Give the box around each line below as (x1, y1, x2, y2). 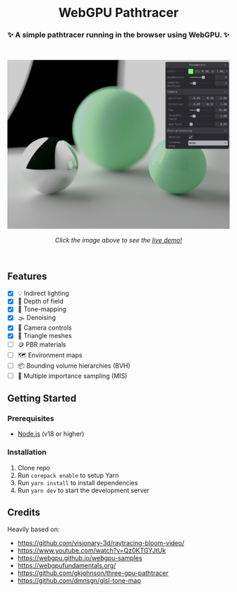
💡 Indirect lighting (17, 289, 69, 298)
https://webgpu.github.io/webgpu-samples (17, 554, 142, 562)
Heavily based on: (7, 525, 60, 534)
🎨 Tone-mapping (17, 305, 67, 313)
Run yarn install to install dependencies (17, 478, 138, 487)
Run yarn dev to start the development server (17, 486, 150, 494)
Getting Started (7, 393, 77, 404)
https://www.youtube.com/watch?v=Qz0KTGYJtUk (17, 546, 166, 555)
